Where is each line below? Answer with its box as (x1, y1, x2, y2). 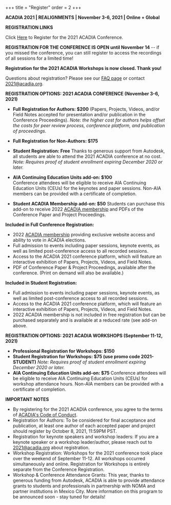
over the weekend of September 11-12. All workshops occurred (12, 456, 145, 461)
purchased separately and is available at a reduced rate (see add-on (12, 317, 157, 323)
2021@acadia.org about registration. (12, 445, 90, 450)
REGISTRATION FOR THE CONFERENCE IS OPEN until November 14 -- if (5, 44, 160, 50)
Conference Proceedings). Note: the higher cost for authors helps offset (12, 117, 165, 123)
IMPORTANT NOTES (5, 396, 49, 402)
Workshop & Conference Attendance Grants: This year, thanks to (12, 472, 149, 478)
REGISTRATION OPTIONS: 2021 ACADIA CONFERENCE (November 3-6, (5, 91, 160, 97)
